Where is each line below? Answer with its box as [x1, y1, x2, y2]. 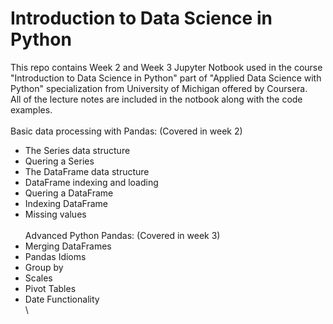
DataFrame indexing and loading [24, 176, 159, 188]
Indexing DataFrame [24, 197, 108, 209]
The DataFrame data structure [24, 165, 150, 177]
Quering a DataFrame [24, 187, 114, 199]
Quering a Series [24, 155, 95, 167]
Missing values [24, 208, 87, 220]
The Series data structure [24, 144, 131, 156]
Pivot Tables [24, 282, 77, 294]
